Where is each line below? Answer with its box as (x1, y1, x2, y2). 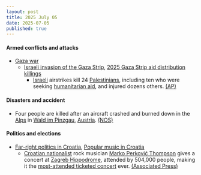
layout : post (6, 8, 39, 15)
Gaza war (14, 58, 39, 65)
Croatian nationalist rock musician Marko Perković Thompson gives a (23, 149, 195, 156)
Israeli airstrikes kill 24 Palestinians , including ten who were (32, 76, 180, 84)
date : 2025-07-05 (6, 20, 50, 26)
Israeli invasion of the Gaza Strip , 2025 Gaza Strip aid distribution (23, 64, 186, 71)
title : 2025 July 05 (6, 14, 58, 20)
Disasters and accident (6, 96, 65, 104)
